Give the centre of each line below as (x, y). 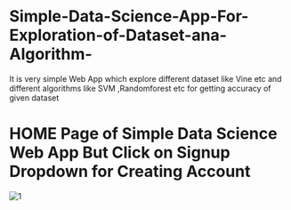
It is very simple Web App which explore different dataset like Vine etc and (145, 78)
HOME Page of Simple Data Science (143, 134)
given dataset (34, 97)
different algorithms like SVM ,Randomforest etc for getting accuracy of (140, 88)
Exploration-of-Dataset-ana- (118, 35)
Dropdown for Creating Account (130, 172)
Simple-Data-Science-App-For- (129, 16)
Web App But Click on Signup (120, 153)
